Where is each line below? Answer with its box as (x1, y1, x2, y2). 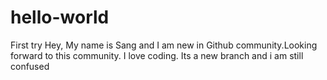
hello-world (10, 6, 110, 29)
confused (10, 60, 50, 72)
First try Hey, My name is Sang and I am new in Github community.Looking (10, 39, 318, 51)
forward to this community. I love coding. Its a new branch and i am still (10, 49, 304, 61)
